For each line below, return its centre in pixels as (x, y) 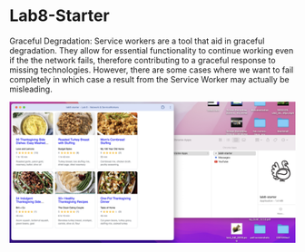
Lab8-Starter (60, 16)
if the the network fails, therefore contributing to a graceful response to (143, 60)
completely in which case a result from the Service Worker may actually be (150, 79)
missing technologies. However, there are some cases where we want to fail (152, 70)
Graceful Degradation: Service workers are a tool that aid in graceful (137, 41)
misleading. (31, 89)
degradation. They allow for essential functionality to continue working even (152, 50)
